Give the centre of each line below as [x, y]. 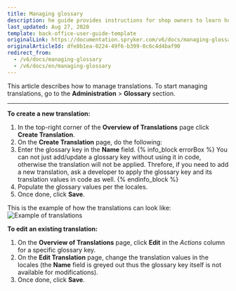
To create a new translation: [49, 114]
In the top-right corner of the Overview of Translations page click [113, 127]
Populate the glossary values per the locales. [83, 187]
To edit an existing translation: [53, 229]
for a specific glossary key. [57, 250]
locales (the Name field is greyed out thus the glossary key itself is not [119, 264]
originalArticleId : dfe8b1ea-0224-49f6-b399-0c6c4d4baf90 [94, 46]
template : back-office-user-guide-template [72, 33]
